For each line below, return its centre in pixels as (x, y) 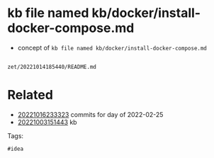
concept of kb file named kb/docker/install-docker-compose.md (112, 47)
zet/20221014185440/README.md (52, 67)
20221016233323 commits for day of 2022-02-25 (90, 114)
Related (30, 95)
